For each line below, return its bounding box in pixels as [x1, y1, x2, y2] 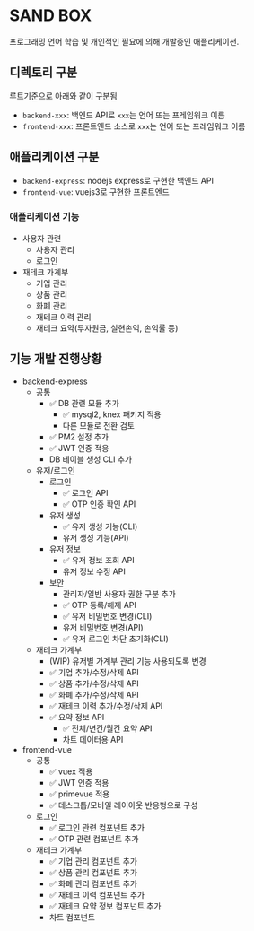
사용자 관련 [22, 232, 62, 243]
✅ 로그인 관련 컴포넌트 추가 [48, 822, 145, 832]
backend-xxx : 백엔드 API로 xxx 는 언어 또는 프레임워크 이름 [22, 109, 226, 120]
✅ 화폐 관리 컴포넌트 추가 [48, 878, 137, 889]
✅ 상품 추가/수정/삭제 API [48, 678, 139, 689]
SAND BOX [9, 5, 92, 26]
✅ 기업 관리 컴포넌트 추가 [48, 856, 137, 866]
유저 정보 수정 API [62, 566, 126, 577]
